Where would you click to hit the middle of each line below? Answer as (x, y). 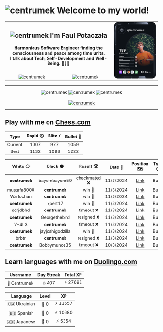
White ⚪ (21, 166)
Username (20, 275)
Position (140, 163)
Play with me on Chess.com (48, 123)
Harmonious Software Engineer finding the (59, 48)
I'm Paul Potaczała (79, 36)
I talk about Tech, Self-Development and (52, 59)
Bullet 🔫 (73, 136)
